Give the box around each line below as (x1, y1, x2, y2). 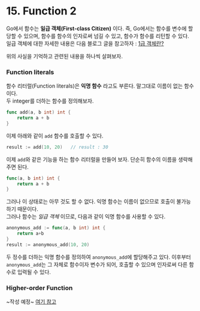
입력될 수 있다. (17, 268, 51, 276)
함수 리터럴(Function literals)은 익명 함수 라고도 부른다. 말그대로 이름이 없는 (6, 82, 183, 89)
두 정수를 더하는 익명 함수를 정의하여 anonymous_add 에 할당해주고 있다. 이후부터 (6, 253, 192, 261)
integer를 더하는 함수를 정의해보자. (12, 97, 94, 104)
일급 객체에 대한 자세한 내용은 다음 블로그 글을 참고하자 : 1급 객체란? (6, 40, 164, 47)
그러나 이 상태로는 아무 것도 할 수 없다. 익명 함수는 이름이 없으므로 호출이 (6, 198, 175, 205)
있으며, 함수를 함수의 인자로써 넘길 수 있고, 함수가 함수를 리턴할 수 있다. (23, 32, 190, 40)
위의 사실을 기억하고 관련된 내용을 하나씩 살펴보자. (6, 52, 123, 59)
